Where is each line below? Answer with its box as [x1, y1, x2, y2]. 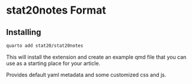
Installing [6, 27, 41, 37]
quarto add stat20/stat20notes [6, 43, 84, 49]
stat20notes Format [6, 4, 107, 17]
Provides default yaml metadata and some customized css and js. [6, 71, 167, 78]
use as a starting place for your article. [6, 60, 101, 67]
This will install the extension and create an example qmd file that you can [6, 53, 187, 60]
